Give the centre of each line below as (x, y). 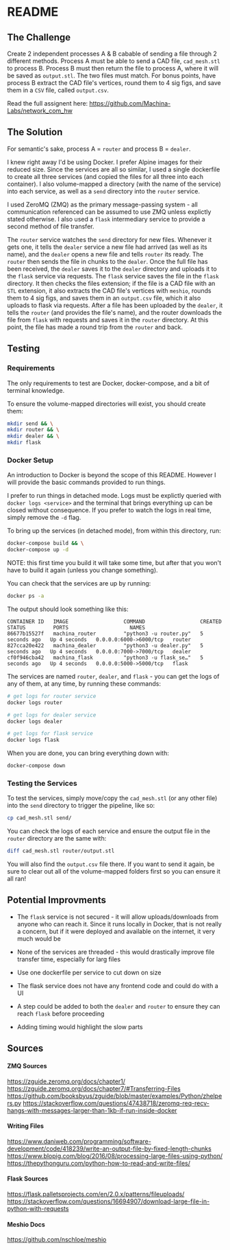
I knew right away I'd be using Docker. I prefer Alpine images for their (105, 162)
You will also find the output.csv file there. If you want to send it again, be (111, 864)
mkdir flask (24, 443)
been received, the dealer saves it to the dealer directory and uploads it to (112, 269)
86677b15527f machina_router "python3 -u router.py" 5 (105, 634)
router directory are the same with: (57, 839)
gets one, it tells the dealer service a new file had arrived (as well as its (107, 247)
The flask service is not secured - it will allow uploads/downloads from (118, 917)
